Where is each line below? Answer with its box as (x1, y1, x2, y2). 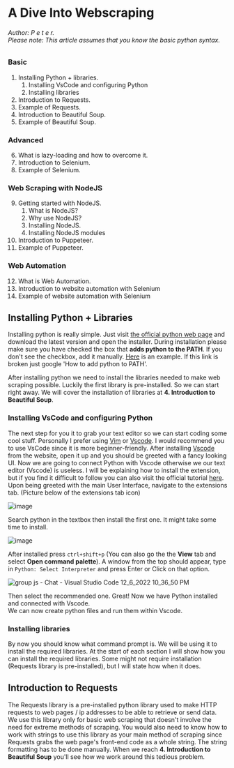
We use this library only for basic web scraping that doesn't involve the (8, 715, 212, 723)
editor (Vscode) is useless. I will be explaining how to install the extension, (8, 466, 221, 474)
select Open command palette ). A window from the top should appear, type (8, 557, 226, 566)
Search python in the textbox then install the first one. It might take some (8, 515, 217, 524)
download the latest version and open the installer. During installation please (8, 338, 227, 346)
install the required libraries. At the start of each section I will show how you (8, 647, 226, 656)
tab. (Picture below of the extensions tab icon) (8, 488, 141, 497)
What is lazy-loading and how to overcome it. (17, 151, 148, 160)
